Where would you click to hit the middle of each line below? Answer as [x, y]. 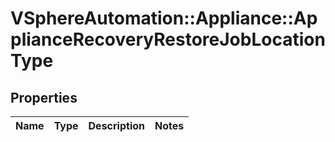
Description [116, 125]
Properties [44, 97]
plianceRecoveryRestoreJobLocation [168, 39]
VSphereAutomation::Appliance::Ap [164, 18]
